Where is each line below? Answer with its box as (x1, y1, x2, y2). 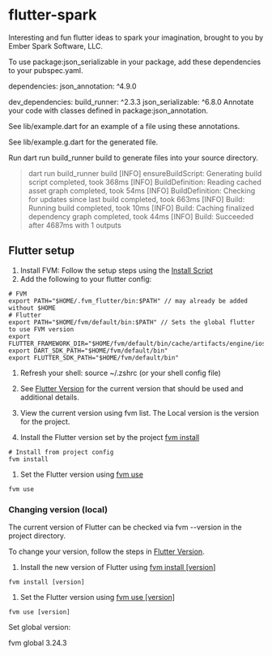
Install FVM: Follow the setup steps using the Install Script (19, 265, 213, 275)
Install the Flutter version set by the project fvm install (19, 432, 200, 442)
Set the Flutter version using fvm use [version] (19, 593, 176, 602)
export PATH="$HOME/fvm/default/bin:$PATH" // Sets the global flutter (8, 318, 255, 326)
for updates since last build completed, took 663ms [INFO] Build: (28, 194, 245, 204)
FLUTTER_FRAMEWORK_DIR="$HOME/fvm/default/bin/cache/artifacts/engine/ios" (8, 339, 270, 347)
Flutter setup (8, 244, 75, 257)
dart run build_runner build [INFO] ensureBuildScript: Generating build (28, 168, 262, 178)
